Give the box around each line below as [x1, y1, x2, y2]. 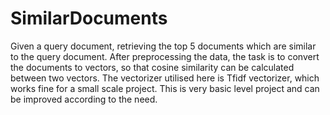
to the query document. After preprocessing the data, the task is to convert [10, 50, 320, 62]
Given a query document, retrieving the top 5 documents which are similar [10, 40, 317, 52]
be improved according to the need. [10, 93, 158, 105]
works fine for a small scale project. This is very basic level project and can [10, 82, 320, 94]
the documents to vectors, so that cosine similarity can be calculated [10, 61, 295, 73]
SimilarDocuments [10, 7, 168, 30]
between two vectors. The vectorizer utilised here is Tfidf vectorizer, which [10, 72, 320, 84]
